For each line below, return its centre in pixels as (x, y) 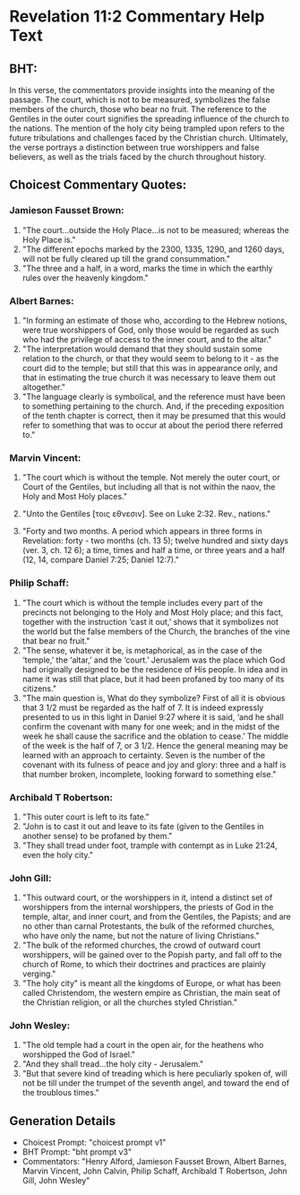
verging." (39, 974)
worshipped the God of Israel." (79, 1054)
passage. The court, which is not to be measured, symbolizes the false (140, 100)
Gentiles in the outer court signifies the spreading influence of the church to (149, 119)
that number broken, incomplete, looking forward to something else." (149, 774)
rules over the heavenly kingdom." (86, 277)
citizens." (39, 688)
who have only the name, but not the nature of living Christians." (141, 936)
